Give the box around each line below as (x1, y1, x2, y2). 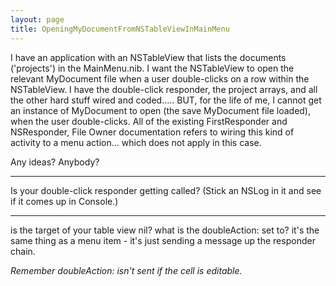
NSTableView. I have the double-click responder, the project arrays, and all (10, 83, 318, 95)
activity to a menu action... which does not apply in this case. (10, 136, 262, 148)
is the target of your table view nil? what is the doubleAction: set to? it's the (10, 224, 320, 236)
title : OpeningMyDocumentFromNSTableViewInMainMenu (10, 24, 230, 34)
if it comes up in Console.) (10, 195, 119, 207)
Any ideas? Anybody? (10, 156, 100, 168)
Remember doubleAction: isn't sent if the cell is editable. (10, 264, 243, 276)
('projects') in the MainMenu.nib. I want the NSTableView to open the (10, 62, 295, 74)
